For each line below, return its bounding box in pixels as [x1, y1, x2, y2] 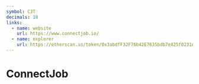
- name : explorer [11, 36, 54, 42]
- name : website [11, 25, 52, 31]
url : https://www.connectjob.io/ [17, 31, 99, 37]
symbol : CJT [6, 8, 36, 15]
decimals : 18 [6, 14, 38, 20]
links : [6, 20, 23, 25]
